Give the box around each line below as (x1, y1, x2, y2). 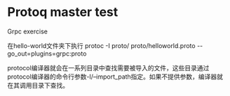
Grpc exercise (7, 27, 48, 35)
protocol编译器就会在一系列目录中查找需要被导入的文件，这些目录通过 (7, 63, 210, 72)
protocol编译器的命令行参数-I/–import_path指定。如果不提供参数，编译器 (7, 72, 217, 81)
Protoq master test (7, 4, 119, 20)
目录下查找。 (31, 81, 69, 89)
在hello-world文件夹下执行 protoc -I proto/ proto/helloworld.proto (7, 41, 196, 49)
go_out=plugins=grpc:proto (7, 49, 87, 58)
